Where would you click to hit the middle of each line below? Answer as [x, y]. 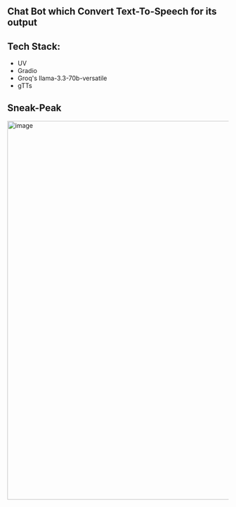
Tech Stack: [34, 46]
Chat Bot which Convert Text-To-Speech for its [112, 12]
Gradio [27, 71]
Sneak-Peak [34, 108]
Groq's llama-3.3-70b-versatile [62, 78]
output [22, 23]
